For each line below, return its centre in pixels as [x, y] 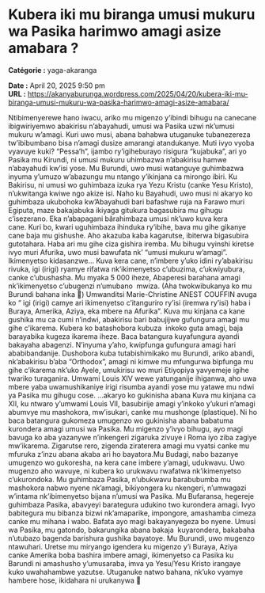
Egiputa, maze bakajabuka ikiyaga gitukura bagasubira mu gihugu [115, 210]
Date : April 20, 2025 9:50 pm [57, 86]
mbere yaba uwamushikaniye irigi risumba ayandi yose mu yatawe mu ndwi [131, 386]
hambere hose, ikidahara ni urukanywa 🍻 [74, 580]
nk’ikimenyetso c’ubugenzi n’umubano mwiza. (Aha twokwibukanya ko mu [130, 286]
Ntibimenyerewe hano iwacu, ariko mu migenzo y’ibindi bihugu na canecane [132, 117]
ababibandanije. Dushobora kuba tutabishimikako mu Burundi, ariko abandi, [131, 353]
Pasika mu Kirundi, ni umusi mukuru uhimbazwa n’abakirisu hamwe [117, 159]
